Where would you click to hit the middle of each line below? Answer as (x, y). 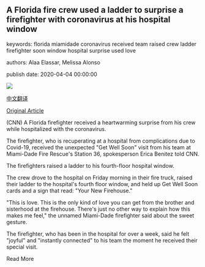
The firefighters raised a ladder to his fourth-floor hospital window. (90, 165)
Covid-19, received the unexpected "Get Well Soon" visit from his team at (99, 147)
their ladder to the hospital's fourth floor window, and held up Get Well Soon (102, 184)
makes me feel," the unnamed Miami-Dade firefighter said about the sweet (100, 215)
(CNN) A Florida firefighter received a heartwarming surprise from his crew (101, 122)
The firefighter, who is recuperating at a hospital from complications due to (101, 141)
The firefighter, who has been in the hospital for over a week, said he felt (98, 234)
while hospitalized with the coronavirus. (56, 129)
